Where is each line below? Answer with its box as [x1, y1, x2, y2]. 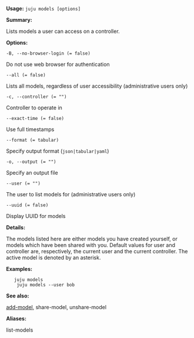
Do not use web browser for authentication [6, 61, 110, 68]
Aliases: [6, 315, 26, 322]
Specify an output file [6, 169, 58, 176]
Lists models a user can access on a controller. [6, 28, 120, 35]
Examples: [6, 266, 32, 272]
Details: [6, 224, 25, 231]
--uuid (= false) [6, 202, 49, 208]
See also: [6, 292, 29, 299]
